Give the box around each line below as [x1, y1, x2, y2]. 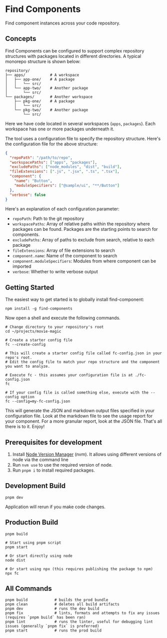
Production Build [5, 518, 58, 527]
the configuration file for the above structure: [5, 141, 98, 147]
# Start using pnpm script [5, 540, 61, 545]
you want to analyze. [5, 364, 50, 369]
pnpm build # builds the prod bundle [5, 598, 108, 603]
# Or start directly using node [5, 553, 72, 558]
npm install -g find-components [5, 306, 72, 311]
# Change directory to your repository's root [5, 325, 104, 330]
